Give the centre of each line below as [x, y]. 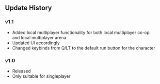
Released [21, 71]
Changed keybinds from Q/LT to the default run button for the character [83, 48]
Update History [29, 8]
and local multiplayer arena [39, 37]
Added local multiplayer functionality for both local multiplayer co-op [81, 32]
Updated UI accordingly [36, 43]
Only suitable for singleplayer [41, 76]
